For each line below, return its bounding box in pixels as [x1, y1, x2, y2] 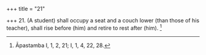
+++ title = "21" [6, 5, 45, 12]
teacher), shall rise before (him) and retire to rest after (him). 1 [6, 24, 162, 31]
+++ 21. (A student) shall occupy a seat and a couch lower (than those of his [6, 17, 200, 24]
